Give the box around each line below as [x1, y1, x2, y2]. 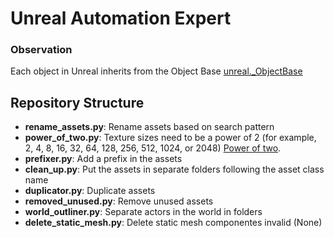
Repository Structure [10, 94, 145, 111]
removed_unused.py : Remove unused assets [24, 195, 214, 207]
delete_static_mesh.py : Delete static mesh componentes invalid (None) [24, 217, 323, 229]
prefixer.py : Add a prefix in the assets [24, 153, 183, 165]
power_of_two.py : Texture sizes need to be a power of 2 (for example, [24, 132, 317, 144]
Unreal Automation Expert [10, 7, 232, 30]
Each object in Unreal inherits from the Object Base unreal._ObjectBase [10, 65, 303, 77]
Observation [10, 43, 73, 57]
